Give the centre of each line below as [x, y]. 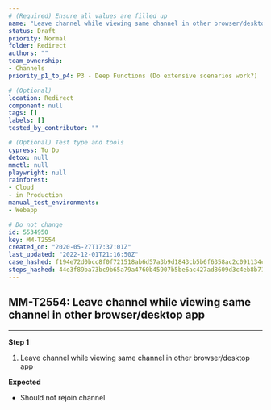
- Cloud [21, 188]
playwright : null [38, 173]
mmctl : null [28, 165]
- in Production [35, 195]
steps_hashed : [32, 270]
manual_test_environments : [54, 203]
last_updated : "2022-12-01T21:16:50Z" [73, 255]
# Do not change [35, 224]
